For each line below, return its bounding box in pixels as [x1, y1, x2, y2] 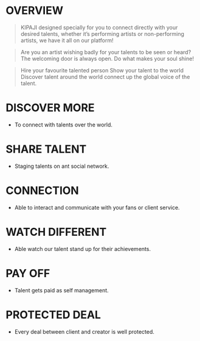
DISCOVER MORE [5, 101, 95, 115]
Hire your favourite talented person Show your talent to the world [20, 66, 184, 74]
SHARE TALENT [5, 142, 87, 156]
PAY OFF [5, 266, 50, 280]
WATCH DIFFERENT [5, 225, 107, 239]
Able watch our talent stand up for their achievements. [14, 245, 151, 252]
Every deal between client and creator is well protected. [14, 328, 154, 335]
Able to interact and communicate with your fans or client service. [14, 204, 180, 211]
